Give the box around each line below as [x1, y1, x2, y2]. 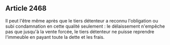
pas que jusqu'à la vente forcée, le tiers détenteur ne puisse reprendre [5, 28, 155, 35]
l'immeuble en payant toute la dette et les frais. [5, 34, 105, 40]
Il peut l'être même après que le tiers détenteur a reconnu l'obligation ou [5, 17, 158, 24]
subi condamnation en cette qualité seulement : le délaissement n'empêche [5, 23, 165, 29]
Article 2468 [5, 4, 47, 13]
